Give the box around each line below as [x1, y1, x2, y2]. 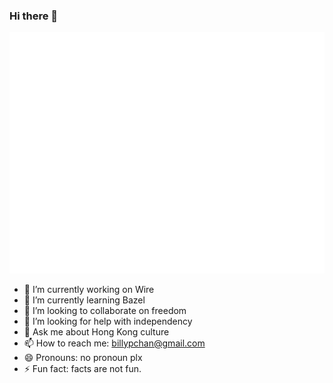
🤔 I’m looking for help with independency [23, 315, 193, 327]
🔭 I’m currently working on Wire [23, 283, 155, 295]
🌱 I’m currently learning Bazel [23, 294, 146, 306]
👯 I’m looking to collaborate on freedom [23, 304, 187, 316]
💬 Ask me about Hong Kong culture [23, 325, 170, 338]
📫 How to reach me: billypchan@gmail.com [23, 337, 206, 349]
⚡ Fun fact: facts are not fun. [23, 362, 142, 374]
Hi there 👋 [9, 9, 59, 23]
